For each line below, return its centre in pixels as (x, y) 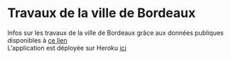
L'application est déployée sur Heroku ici (67, 48)
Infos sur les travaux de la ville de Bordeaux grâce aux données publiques (116, 33)
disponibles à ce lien (37, 40)
